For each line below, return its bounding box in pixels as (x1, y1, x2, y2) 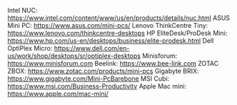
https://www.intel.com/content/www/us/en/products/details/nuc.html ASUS (7, 14, 231, 22)
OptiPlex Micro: (7, 44, 53, 52)
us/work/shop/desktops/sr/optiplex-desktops (7, 51, 141, 60)
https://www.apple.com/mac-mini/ (7, 89, 109, 98)
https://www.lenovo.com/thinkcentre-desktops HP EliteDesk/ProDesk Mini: (7, 29, 228, 37)
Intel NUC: (7, 6, 38, 14)
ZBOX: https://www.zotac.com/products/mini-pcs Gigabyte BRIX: (7, 67, 199, 75)
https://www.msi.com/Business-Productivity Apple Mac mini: (7, 82, 187, 90)
